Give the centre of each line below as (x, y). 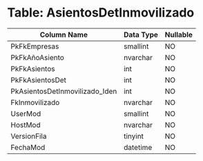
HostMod (26, 124)
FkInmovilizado (35, 102)
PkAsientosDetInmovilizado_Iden (64, 91)
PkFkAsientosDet (39, 79)
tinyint (133, 136)
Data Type (141, 35)
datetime (138, 147)
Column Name (64, 35)
